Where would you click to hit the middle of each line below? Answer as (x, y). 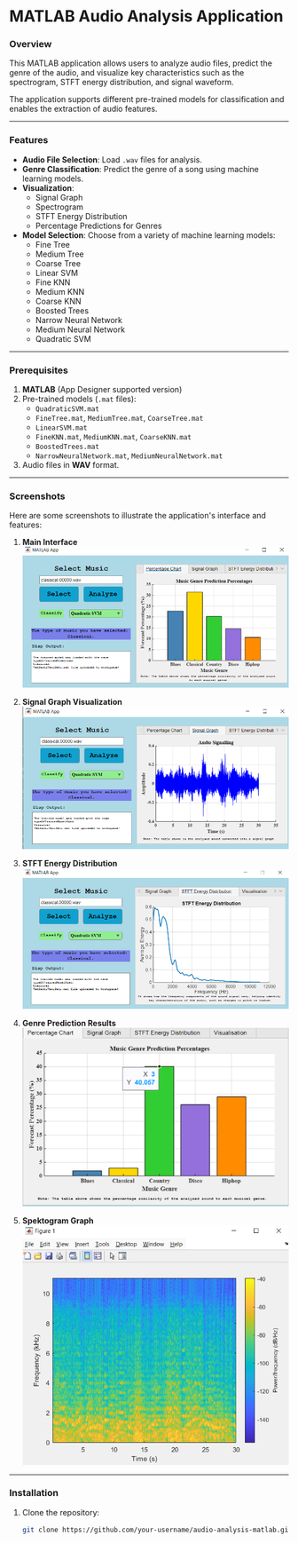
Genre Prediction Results (69, 1023)
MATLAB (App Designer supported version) (102, 390)
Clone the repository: (61, 1512)
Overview (31, 44)
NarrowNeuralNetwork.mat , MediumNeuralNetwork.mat (129, 455)
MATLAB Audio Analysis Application (146, 16)
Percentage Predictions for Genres (98, 226)
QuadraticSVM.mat (67, 409)
